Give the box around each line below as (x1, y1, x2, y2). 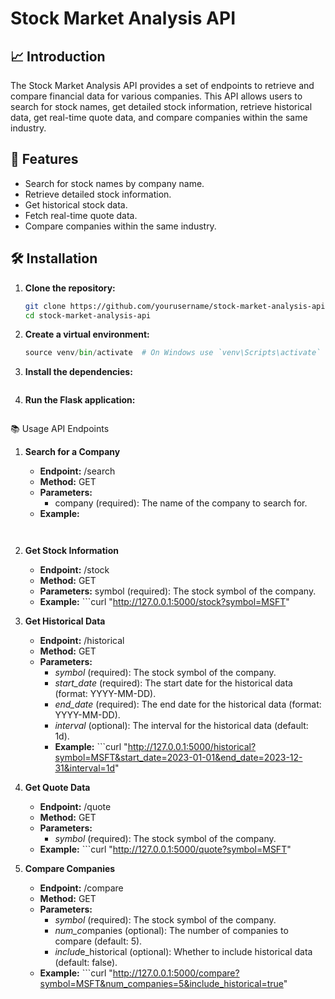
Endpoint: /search (39, 465, 116, 477)
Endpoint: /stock (39, 564, 110, 576)
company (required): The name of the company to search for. (54, 497, 308, 509)
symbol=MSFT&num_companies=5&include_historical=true (39, 978, 284, 990)
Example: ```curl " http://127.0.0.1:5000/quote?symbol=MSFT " (39, 843, 292, 856)
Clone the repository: (24, 282, 116, 294)
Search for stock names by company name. (24, 177, 205, 189)
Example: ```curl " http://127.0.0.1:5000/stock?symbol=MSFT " (39, 596, 290, 608)
